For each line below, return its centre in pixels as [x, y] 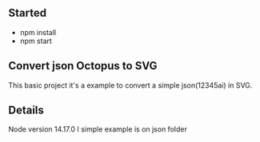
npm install [38, 32]
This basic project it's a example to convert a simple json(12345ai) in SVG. [130, 85]
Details [26, 110]
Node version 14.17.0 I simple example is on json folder [98, 129]
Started [27, 13]
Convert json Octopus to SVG [83, 66]
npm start [36, 41]
